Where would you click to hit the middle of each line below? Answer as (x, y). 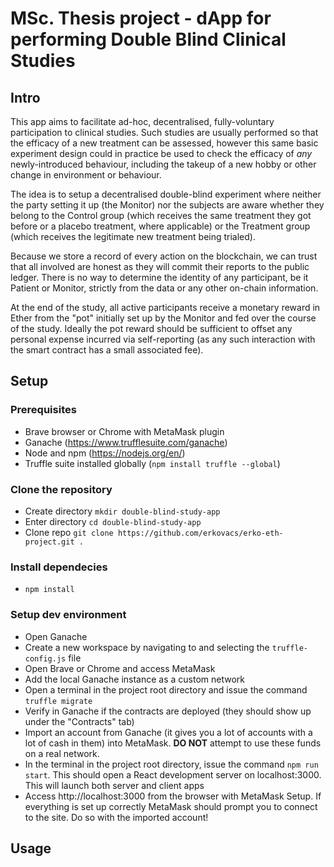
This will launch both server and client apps (114, 785)
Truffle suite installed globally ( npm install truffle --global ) (152, 463)
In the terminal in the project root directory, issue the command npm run (171, 764)
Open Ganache (56, 636)
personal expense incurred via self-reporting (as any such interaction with (163, 339)
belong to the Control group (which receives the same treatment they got (161, 215)
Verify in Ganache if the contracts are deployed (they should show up (168, 711)
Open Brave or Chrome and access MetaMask (120, 668)
